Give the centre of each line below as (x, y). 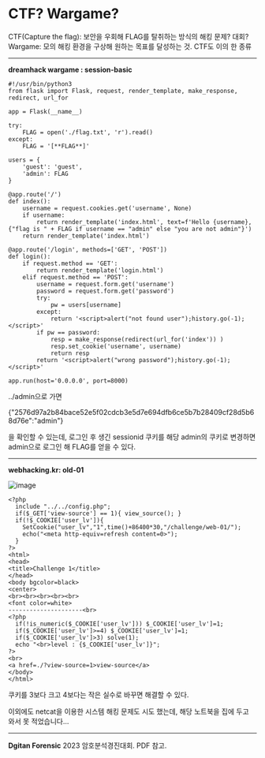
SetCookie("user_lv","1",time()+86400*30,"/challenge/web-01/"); (132, 527)
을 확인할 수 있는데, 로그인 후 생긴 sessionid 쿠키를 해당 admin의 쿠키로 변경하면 (132, 437)
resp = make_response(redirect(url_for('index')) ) (137, 339)
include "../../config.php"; (63, 506)
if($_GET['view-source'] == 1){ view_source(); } (98, 513)
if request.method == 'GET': (70, 263)
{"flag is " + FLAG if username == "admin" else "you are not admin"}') (130, 229)
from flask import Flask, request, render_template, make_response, (123, 91)
